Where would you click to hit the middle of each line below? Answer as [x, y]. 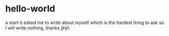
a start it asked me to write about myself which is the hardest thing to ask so [85, 22]
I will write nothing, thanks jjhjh [37, 27]
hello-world [30, 9]
